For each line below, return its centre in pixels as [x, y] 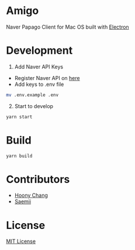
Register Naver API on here [47, 78]
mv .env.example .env [32, 95]
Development [39, 51]
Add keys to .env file [39, 84]
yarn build [19, 156]
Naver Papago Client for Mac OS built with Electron [68, 27]
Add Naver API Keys [39, 67]
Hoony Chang [31, 195]
